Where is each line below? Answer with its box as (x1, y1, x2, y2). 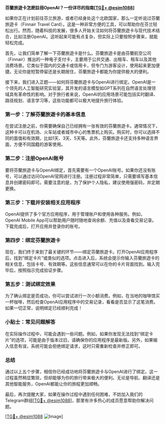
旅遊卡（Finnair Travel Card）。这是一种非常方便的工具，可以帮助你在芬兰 (5, 22, 153, 27)
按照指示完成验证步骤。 (18, 267, 65, 273)
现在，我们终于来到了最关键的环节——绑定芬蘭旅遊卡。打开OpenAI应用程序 (5, 249, 158, 255)
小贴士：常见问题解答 (5, 319, 55, 326)
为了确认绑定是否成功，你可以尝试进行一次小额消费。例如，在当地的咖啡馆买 (5, 293, 160, 299)
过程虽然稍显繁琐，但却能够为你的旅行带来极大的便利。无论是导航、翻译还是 (5, 375, 160, 381)
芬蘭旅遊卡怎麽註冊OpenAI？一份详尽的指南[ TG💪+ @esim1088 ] (5, 5, 135, 10)
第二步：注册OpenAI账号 (5, 155, 64, 162)
